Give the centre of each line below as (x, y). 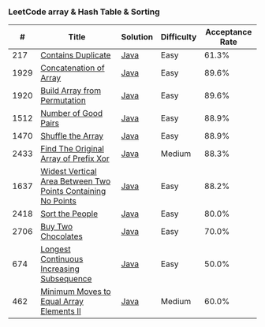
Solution (137, 37)
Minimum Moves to (76, 292)
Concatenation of (73, 68)
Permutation (63, 101)
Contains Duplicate (76, 55)
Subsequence (66, 279)
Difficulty (179, 37)
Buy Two (57, 227)
